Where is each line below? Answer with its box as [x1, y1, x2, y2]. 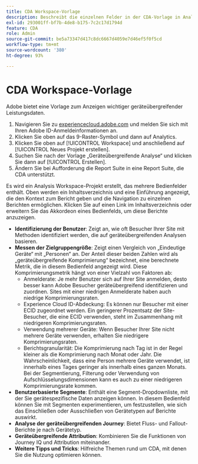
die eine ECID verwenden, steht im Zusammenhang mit [49, 313, 183, 320]
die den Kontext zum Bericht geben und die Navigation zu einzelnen [6, 194, 171, 202]
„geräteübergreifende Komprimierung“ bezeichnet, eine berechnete [14, 257, 179, 264]
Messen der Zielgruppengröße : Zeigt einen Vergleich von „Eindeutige [14, 244, 186, 251]
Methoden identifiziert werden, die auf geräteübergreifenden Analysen [14, 231, 187, 238]
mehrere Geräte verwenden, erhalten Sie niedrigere [23, 332, 149, 339]
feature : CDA [6, 25, 38, 31]
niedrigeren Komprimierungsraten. [23, 319, 107, 326]
